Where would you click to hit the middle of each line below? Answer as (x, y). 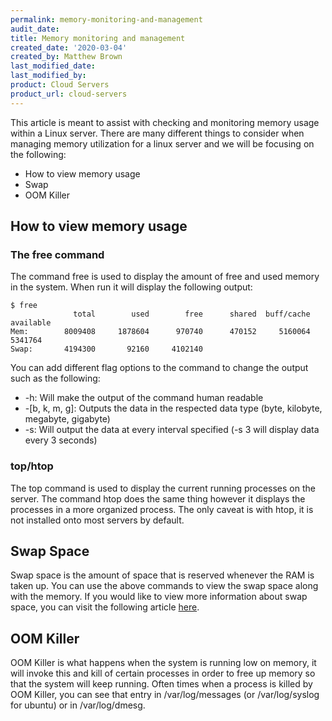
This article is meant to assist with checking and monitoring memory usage (165, 122)
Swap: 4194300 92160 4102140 (106, 349)
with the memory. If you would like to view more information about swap (159, 597)
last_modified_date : (53, 66)
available (31, 323)
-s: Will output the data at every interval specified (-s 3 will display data (172, 430)
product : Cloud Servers (60, 85)
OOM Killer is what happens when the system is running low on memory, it (163, 663)
